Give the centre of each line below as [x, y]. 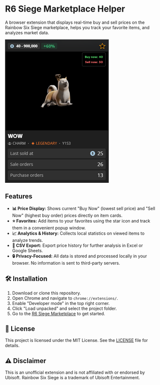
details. [12, 346]
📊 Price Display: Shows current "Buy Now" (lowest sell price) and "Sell [83, 208]
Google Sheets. [27, 250]
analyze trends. [27, 240]
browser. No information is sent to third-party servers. [66, 263]
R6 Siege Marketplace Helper [65, 9]
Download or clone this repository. [46, 293]
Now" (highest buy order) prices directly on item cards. [67, 215]
